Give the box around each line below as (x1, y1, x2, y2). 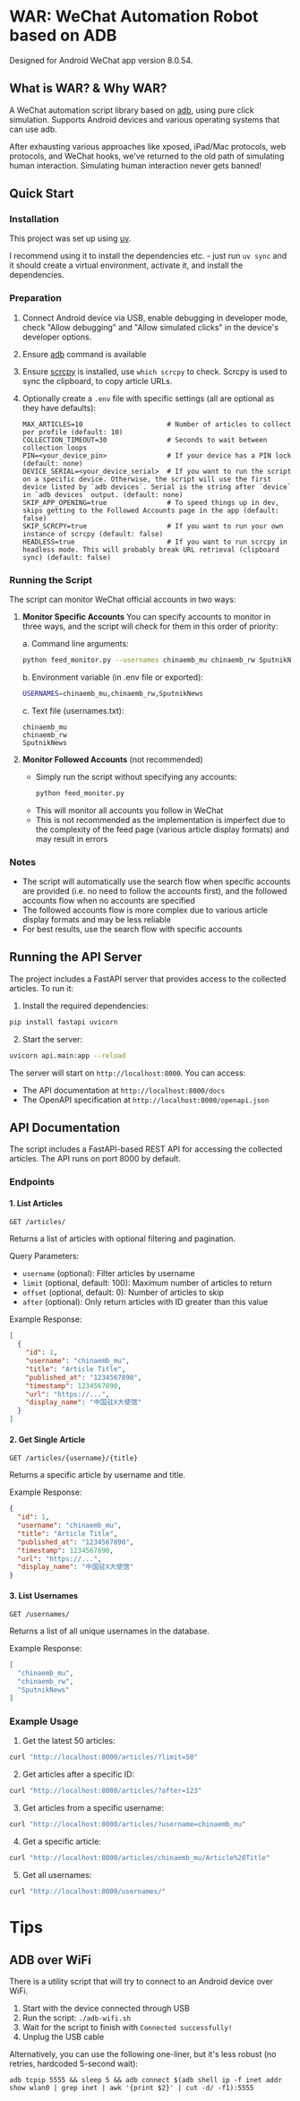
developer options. (21, 331, 92, 342)
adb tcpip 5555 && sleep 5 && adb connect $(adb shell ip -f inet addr (9, 2076, 282, 2085)
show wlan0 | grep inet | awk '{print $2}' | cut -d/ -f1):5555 (9, 2084, 254, 2093)
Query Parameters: (9, 1251, 80, 1262)
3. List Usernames (9, 1590, 79, 1600)
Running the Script (9, 573, 92, 586)
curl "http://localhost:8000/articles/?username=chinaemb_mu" (9, 1820, 246, 1829)
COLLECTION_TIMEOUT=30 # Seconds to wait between (21, 435, 268, 444)
